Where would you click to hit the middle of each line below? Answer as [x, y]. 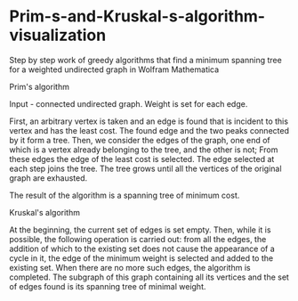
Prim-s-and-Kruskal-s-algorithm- [137, 16]
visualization [58, 35]
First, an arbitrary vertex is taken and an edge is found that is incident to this [149, 121]
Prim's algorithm [39, 86]
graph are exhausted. [48, 178]
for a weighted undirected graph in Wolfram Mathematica [114, 69]
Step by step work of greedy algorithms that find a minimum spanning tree [145, 60]
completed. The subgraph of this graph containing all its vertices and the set [149, 277]
